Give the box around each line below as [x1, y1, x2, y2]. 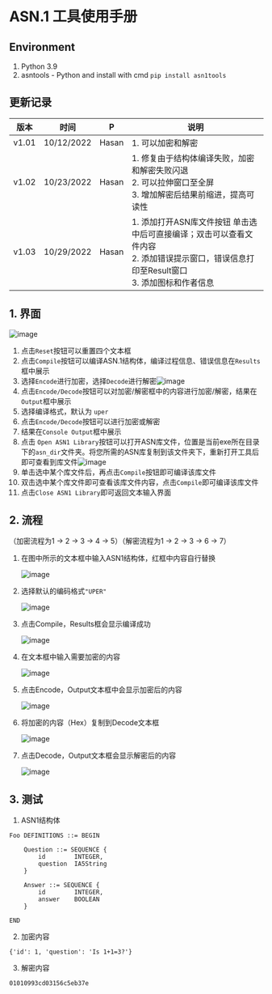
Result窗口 [147, 265, 188, 276]
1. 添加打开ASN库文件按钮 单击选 [131, 216, 257, 227]
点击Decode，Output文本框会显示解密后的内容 [20, 750, 177, 761]
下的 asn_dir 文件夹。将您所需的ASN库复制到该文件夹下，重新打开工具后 [20, 447, 260, 457]
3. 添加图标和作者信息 [131, 277, 215, 288]
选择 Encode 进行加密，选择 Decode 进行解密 [20, 376, 157, 385]
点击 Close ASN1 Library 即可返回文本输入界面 [20, 487, 172, 497]
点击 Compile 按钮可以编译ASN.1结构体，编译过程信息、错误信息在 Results [20, 355, 261, 365]
